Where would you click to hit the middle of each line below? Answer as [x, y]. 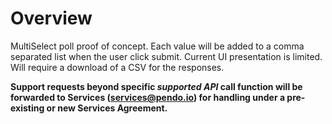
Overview [51, 18]
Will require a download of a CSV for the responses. [117, 67]
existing [27, 108]
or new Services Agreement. [107, 108]
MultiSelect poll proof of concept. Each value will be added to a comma [157, 46]
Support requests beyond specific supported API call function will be [156, 86]
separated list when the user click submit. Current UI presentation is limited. [166, 56]
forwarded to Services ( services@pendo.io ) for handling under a [148, 97]
